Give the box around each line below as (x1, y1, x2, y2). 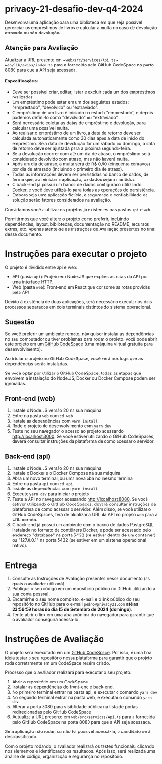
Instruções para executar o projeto (5, 248, 147, 260)
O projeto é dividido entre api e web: (5, 264, 78, 270)
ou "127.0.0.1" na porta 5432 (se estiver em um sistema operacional (12, 537, 147, 543)
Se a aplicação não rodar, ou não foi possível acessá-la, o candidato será (5, 729, 151, 734)
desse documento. (5, 231, 43, 237)
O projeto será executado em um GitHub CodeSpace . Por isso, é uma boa (5, 650, 152, 656)
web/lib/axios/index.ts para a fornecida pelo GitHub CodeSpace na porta (5, 62, 154, 67)
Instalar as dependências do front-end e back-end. (12, 684, 114, 690)
